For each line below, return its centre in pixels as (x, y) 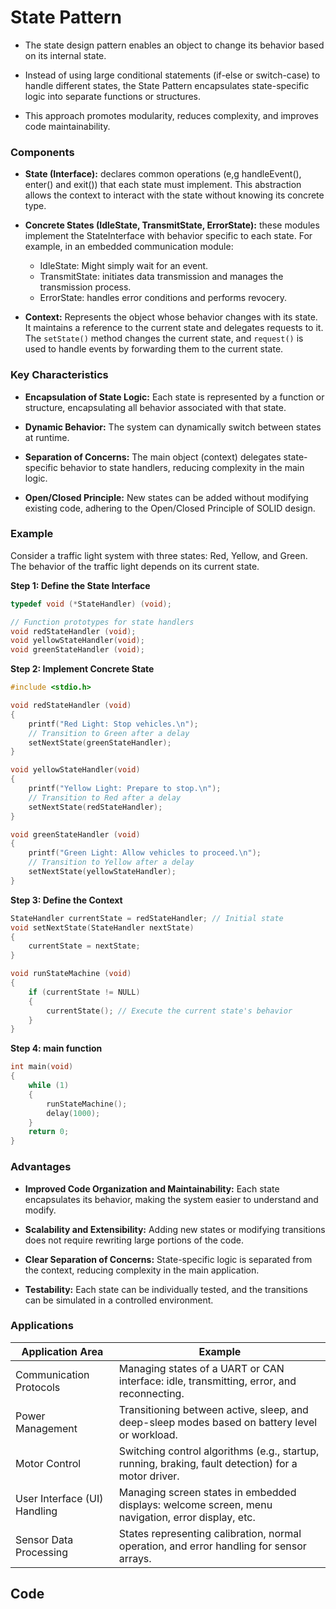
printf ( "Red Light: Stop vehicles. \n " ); (113, 724)
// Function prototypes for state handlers (102, 622)
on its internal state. (65, 55)
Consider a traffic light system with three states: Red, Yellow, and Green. (159, 555)
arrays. (135, 1558)
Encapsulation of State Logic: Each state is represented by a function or (174, 397)
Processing (42, 1552)
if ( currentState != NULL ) (84, 992)
